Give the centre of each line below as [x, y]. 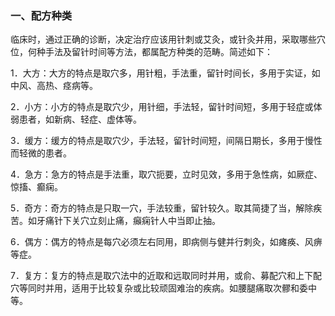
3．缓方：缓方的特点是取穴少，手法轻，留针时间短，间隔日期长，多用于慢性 [166, 141]
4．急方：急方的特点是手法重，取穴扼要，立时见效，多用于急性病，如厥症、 [166, 174]
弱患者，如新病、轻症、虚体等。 [76, 119]
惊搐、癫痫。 [36, 187]
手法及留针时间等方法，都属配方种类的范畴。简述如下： [158, 52]
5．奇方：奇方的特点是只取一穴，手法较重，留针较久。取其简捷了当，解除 [162, 208]
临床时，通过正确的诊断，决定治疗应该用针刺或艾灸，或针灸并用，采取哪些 [163, 39]
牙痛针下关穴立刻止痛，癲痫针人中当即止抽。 [128, 221]
